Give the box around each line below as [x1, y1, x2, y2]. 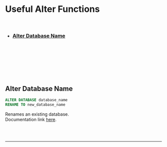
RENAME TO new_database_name [5, 102, 66, 107]
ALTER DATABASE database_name [5, 98, 68, 103]
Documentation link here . [5, 116, 57, 122]
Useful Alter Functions [5, 3, 100, 15]
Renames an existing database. [5, 111, 70, 117]
